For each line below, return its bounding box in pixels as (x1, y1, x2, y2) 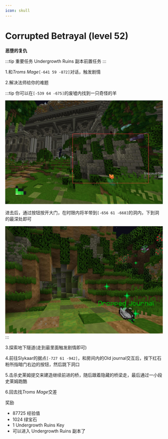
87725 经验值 (12, 410, 40, 416)
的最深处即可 (5, 216, 31, 222)
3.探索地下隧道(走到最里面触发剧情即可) (5, 344, 87, 350)
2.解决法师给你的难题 (5, 79, 49, 85)
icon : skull (5, 8, 30, 13)
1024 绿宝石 (12, 416, 37, 422)
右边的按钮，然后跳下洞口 (26, 361, 80, 367)
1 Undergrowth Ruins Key (12, 422, 64, 428)
